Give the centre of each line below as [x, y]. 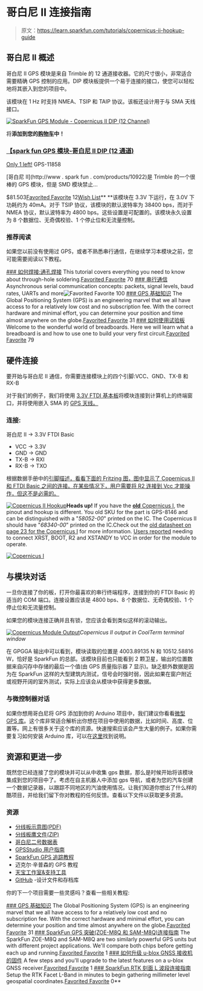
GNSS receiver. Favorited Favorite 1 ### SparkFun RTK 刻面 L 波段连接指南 [99, 968]
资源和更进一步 [34, 756]
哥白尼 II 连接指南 [49, 12]
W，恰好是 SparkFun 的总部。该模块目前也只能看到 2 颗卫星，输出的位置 [97, 659]
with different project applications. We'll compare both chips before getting [100, 946]
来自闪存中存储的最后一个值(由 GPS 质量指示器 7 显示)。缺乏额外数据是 [100, 667]
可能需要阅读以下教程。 [35, 259]
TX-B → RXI [30, 459]
